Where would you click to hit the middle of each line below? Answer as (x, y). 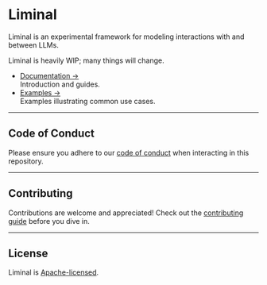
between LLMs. (34, 44)
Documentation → (49, 75)
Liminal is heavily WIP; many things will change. (86, 60)
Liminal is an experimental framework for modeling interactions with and (126, 37)
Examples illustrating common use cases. (88, 101)
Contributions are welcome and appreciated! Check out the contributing (126, 213)
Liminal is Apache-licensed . (54, 272)
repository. (26, 161)
